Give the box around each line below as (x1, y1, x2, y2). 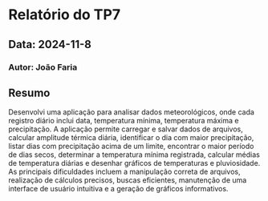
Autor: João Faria (8, 62, 78, 73)
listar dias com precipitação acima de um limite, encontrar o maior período (8, 142, 254, 151)
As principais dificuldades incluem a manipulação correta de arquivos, (8, 167, 241, 177)
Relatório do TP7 (8, 6, 121, 24)
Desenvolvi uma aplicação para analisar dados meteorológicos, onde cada (8, 107, 255, 117)
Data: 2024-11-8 (8, 38, 92, 51)
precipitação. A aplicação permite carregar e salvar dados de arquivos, (8, 124, 243, 134)
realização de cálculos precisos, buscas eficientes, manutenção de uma (8, 175, 247, 185)
